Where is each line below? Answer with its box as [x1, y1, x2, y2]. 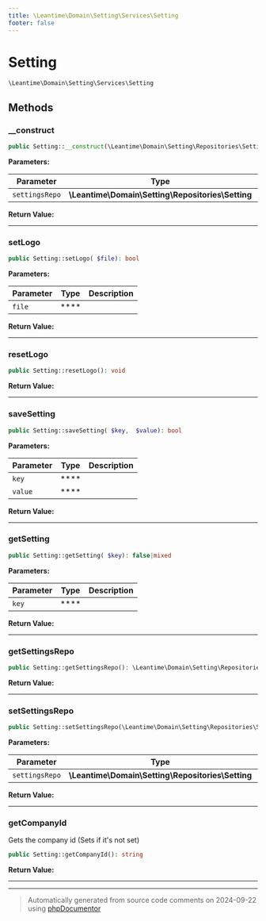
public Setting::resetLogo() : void [8, 366, 126, 375]
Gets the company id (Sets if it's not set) [8, 835, 140, 845]
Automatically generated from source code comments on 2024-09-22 [27, 896, 257, 905]
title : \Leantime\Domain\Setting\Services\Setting [8, 11, 179, 20]
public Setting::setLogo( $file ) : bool [8, 255, 140, 263]
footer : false [8, 19, 55, 27]
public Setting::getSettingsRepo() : [8, 663, 129, 671]
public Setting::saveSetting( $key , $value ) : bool [8, 426, 182, 435]
